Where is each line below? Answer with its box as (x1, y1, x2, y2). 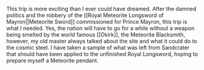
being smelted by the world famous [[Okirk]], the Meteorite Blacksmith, (6, 31, 186, 38)
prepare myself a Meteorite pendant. (6, 57, 99, 64)
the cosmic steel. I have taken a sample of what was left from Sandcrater (6, 44, 190, 51)
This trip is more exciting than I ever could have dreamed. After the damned (6, 5, 197, 12)
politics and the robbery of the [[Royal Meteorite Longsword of (6, 12, 164, 19)
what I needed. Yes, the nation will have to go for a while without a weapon (6, 24, 195, 32)
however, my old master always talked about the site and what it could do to (6, 38, 197, 44)
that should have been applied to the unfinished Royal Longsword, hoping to (6, 51, 199, 57)
